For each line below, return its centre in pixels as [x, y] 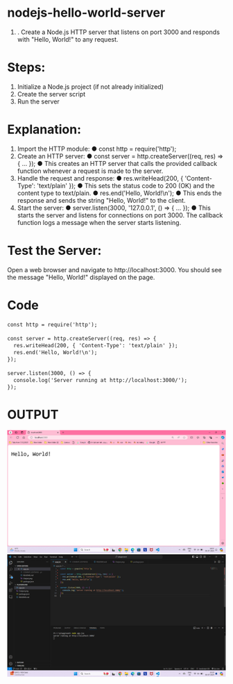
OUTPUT [33, 414]
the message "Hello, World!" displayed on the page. [81, 277]
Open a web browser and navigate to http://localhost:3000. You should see [114, 269]
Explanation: [44, 130]
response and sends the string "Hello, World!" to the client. [101, 200]
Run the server [38, 101]
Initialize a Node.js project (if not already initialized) [90, 86]
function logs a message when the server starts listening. [99, 222]
